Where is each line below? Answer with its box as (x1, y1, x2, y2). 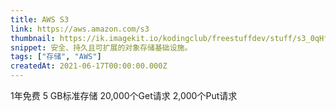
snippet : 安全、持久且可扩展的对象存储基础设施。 (10, 42, 193, 53)
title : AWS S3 (10, 14, 70, 25)
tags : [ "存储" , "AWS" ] (10, 52, 102, 62)
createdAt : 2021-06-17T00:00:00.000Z (10, 61, 168, 71)
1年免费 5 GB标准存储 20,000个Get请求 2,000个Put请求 (10, 90, 238, 101)
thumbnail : (10, 33, 56, 43)
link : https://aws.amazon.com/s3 (10, 24, 150, 34)
